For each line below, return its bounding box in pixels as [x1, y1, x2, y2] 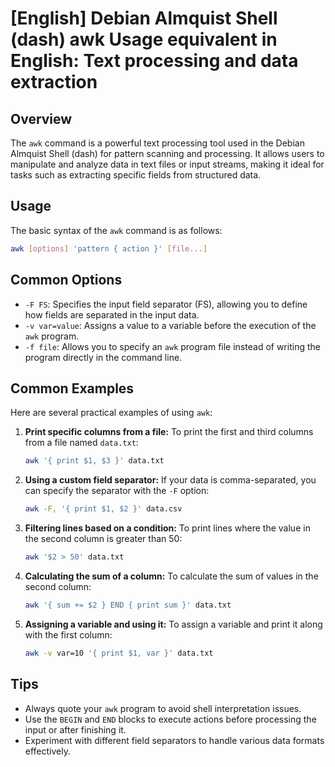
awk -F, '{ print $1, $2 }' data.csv [24, 504, 183, 514]
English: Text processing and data [10, 50, 299, 72]
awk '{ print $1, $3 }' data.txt [24, 456, 165, 466]
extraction [10, 71, 98, 94]
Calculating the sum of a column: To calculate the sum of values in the [24, 570, 319, 582]
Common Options [10, 272, 123, 289]
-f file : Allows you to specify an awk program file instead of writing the [24, 340, 321, 352]
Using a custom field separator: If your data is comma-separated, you [24, 474, 317, 486]
